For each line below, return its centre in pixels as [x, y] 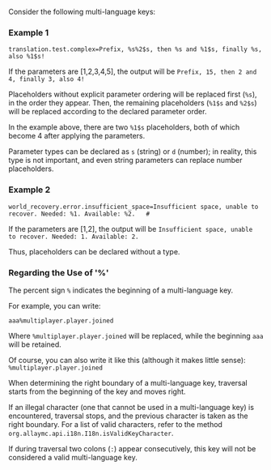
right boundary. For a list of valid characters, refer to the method [115, 424]
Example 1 [29, 32]
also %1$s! [27, 57]
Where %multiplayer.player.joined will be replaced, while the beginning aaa [136, 335]
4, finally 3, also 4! [47, 79]
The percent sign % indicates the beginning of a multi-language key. [121, 290]
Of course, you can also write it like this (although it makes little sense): [127, 360]
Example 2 [30, 190]
